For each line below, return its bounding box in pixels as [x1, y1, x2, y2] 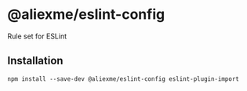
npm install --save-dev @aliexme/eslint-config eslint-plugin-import [7, 75, 240, 83]
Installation [7, 54, 64, 67]
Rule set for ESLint [7, 31, 67, 41]
